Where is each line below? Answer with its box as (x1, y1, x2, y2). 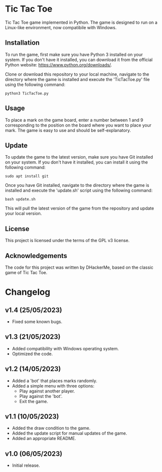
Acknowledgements (5, 251, 67, 260)
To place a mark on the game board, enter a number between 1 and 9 (5, 117, 144, 123)
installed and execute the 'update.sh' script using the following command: (5, 188, 153, 194)
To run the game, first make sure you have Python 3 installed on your (5, 51, 143, 57)
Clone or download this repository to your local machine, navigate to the (5, 71, 149, 77)
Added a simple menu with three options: (12, 383, 95, 389)
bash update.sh (5, 197, 36, 202)
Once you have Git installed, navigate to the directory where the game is (5, 182, 149, 188)
